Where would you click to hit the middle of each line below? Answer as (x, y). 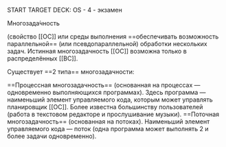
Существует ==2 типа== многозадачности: (71, 72)
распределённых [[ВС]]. (43, 58)
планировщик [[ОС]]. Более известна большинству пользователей (105, 107)
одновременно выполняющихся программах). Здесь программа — (106, 92)
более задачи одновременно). (52, 136)
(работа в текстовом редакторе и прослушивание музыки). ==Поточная (113, 114)
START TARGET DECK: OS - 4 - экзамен (65, 10)
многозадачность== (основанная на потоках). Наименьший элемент (109, 122)
